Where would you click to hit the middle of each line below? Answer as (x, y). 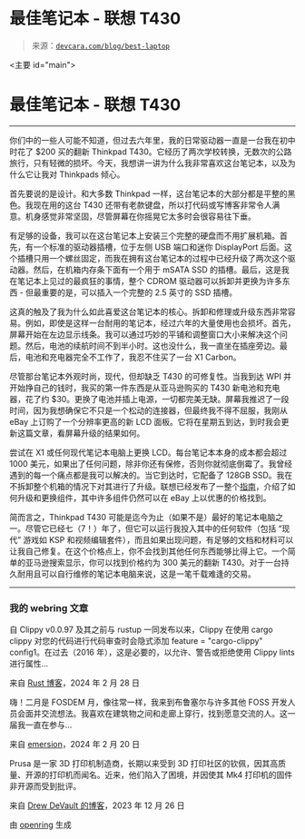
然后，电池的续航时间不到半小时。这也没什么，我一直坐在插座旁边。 (152, 345)
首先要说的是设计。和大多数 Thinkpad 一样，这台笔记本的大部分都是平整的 (148, 193)
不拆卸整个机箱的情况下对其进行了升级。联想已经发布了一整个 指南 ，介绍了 (148, 486)
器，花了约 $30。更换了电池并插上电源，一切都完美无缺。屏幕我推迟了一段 (149, 399)
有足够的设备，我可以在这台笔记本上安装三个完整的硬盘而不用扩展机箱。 (144, 235)
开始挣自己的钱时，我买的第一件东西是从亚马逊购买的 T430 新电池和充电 (145, 388)
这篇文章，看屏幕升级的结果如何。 (81, 433)
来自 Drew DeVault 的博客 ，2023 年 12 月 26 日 (97, 805)
